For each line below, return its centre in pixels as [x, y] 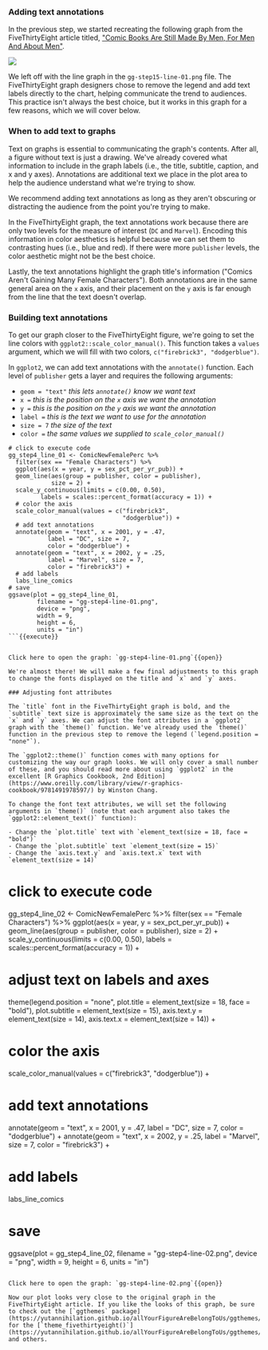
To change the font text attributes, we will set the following [117, 804]
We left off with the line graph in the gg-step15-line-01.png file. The [120, 77]
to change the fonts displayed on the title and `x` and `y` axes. [123, 678]
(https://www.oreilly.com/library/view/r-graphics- [96, 783]
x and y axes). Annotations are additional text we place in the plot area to [128, 174]
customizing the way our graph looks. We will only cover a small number [134, 762]
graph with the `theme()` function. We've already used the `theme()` [128, 727]
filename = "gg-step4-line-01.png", [98, 602]
